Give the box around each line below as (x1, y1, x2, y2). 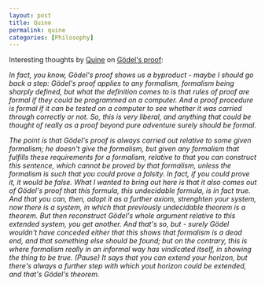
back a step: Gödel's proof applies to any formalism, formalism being (9, 79, 234, 88)
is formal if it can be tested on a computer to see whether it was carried (9, 104, 242, 113)
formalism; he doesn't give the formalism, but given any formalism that (9, 144, 239, 154)
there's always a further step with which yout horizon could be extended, (9, 261, 247, 271)
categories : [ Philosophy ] (9, 33, 94, 42)
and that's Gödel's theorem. (9, 269, 101, 279)
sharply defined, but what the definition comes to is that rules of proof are (9, 87, 250, 97)
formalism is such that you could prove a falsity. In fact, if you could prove (9, 169, 250, 179)
